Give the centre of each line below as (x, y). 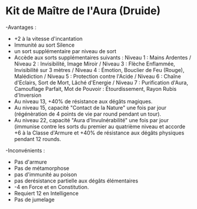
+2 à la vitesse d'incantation (48, 38)
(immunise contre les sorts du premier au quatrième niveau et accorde (100, 126)
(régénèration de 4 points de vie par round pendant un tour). (88, 114)
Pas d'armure (30, 162)
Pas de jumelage (34, 200)
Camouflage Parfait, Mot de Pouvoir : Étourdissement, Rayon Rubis (95, 89)
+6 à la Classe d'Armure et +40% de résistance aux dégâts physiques (99, 133)
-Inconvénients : (25, 150)
